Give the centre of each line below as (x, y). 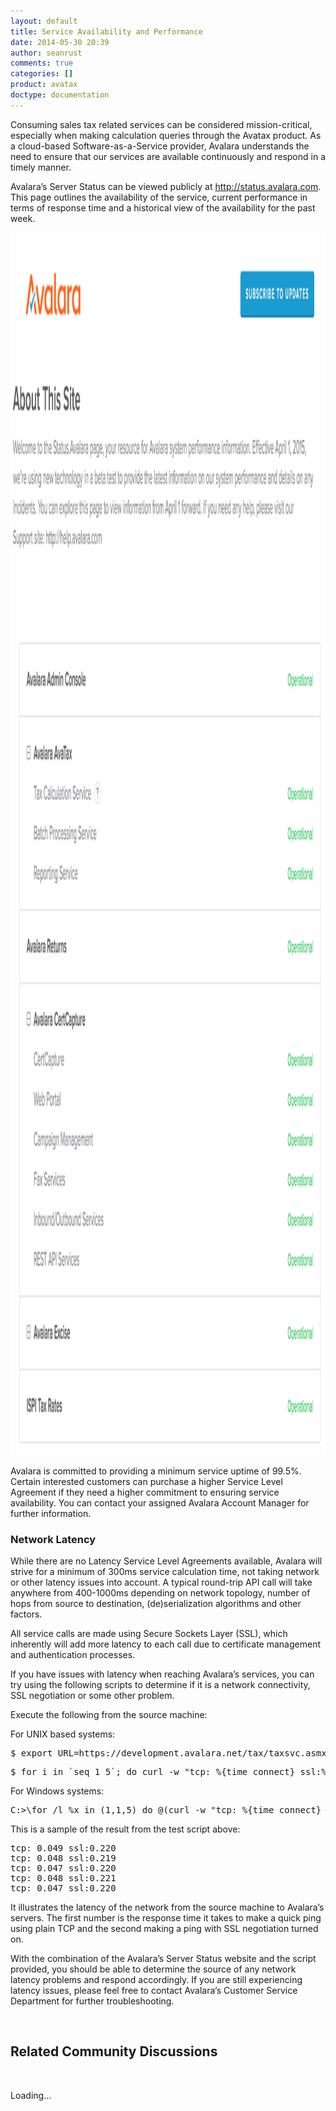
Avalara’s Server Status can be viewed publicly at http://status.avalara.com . (166, 186)
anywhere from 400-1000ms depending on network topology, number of (160, 1593)
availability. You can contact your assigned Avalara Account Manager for (160, 1502)
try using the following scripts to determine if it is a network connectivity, (160, 1685)
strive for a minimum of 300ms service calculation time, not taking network (165, 1572)
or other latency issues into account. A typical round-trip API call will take (161, 1582)
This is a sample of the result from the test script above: (125, 1829)
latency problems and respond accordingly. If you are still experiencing (156, 1980)
